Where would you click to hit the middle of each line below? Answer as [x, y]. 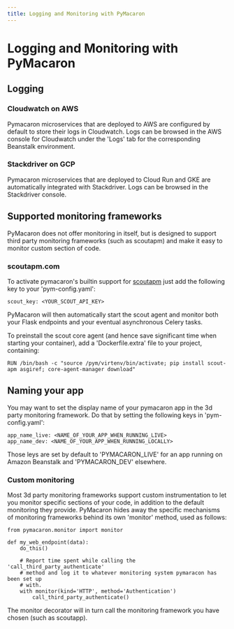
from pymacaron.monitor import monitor [65, 530]
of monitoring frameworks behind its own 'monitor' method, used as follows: [117, 517]
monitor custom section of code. [54, 248]
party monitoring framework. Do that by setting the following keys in [105, 415]
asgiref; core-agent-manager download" [78, 369]
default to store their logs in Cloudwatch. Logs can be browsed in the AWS [115, 131]
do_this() [34, 549]
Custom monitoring [41, 479]
